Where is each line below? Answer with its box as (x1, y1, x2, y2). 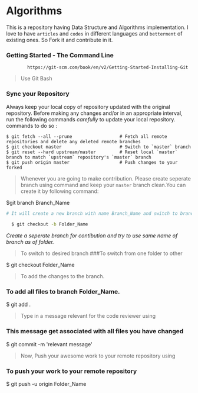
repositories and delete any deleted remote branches (6, 138, 141, 144)
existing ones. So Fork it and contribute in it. (6, 36, 113, 43)
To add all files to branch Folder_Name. (6, 288, 120, 296)
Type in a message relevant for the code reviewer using (20, 313, 156, 320)
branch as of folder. (6, 239, 54, 246)
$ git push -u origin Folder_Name (6, 381, 87, 388)
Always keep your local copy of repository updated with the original (6, 103, 170, 110)
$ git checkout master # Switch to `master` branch (6, 144, 192, 150)
